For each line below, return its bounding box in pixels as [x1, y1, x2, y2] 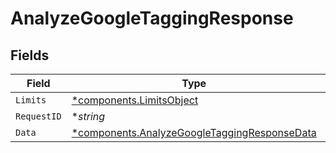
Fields [10, 47, 50, 64]
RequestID [15, 111, 62, 122]
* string [71, 110, 106, 123]
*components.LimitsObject [71, 93, 199, 107]
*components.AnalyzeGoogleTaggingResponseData [71, 126, 317, 139]
